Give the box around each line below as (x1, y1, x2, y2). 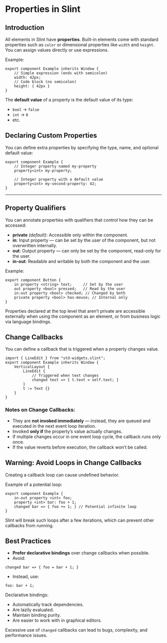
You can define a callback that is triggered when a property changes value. (5, 346, 159, 352)
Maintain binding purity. (12, 612, 61, 618)
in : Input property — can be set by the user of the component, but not (12, 237, 156, 243)
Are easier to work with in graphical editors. (12, 618, 102, 624)
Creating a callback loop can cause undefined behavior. (5, 471, 120, 478)
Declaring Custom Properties (5, 131, 97, 140)
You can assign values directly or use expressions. (5, 47, 109, 53)
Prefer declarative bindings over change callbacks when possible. (12, 550, 150, 556)
